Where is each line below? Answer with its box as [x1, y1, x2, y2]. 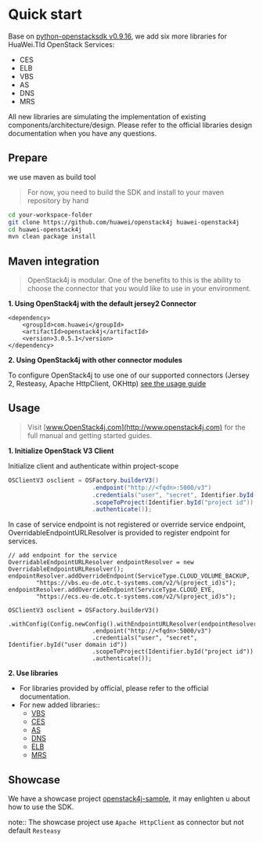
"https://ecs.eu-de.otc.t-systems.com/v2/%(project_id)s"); [36, 593, 236, 601]
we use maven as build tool [8, 172, 96, 181]
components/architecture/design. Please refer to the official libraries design [8, 120, 253, 130]
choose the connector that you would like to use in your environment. [27, 284, 252, 294]
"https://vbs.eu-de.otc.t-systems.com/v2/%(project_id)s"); [36, 579, 236, 587]
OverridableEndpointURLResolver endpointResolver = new [8, 559, 194, 567]
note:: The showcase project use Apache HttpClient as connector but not [8, 818, 244, 827]
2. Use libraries [8, 669, 59, 678]
